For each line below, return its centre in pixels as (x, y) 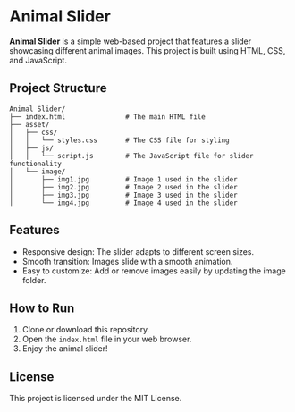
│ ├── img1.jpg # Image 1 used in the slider (124, 179)
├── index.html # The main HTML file (107, 117)
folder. (34, 280)
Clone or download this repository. (86, 330)
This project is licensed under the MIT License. (96, 399)
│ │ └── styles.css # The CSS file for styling (119, 140)
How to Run (42, 308)
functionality (36, 164)
